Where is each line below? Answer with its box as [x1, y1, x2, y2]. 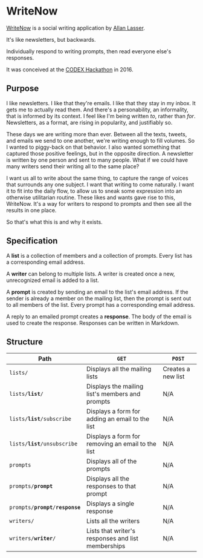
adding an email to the [86, 415, 150, 423]
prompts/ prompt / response [9, 504, 81, 511]
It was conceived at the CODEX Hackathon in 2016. [6, 65, 134, 73]
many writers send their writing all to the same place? [6, 162, 140, 170]
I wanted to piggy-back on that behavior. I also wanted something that [6, 143, 181, 151]
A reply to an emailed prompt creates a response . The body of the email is [6, 313, 192, 320]
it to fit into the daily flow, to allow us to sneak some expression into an [6, 187, 182, 194]
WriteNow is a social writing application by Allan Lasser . [6, 24, 145, 31]
